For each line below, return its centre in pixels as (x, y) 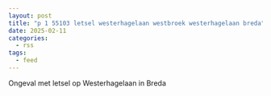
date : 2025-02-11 (38, 30)
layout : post (30, 16)
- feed (27, 61)
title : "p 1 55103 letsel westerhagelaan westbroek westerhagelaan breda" (137, 23)
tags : (17, 53)
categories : (28, 38)
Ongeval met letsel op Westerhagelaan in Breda (88, 83)
